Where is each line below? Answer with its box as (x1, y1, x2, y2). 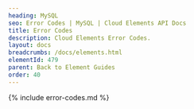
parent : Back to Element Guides (8, 64, 115, 72)
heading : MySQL (8, 11, 59, 20)
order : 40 (8, 71, 41, 79)
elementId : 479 (8, 56, 59, 64)
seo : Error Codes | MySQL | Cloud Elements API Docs (8, 19, 187, 27)
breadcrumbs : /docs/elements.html (8, 49, 123, 56)
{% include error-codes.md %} (8, 92, 110, 102)
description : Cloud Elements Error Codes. (8, 33, 151, 42)
